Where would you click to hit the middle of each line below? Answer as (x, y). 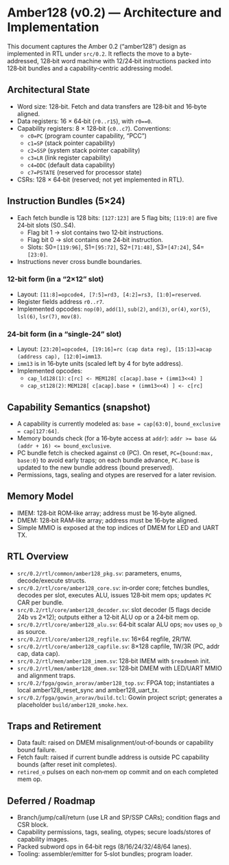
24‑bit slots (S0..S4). (46, 225)
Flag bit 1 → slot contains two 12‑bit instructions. (95, 232)
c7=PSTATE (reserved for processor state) (84, 172)
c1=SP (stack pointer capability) (71, 143)
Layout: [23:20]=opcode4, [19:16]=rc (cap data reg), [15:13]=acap (114, 349)
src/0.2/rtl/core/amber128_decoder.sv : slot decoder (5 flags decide (114, 609)
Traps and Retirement (54, 726)
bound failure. (37, 750)
